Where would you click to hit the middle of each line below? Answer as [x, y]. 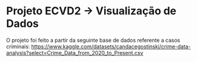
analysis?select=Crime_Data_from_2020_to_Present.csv [75, 52]
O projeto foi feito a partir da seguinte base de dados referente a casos [93, 40]
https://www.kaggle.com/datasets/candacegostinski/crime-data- [111, 46]
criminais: [18, 46]
